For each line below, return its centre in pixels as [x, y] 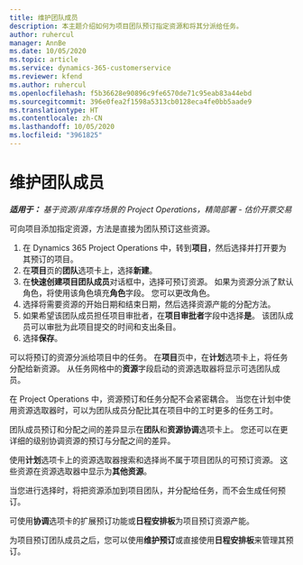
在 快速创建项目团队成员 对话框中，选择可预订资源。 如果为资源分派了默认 [158, 282]
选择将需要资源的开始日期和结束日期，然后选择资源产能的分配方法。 [149, 304]
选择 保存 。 [42, 338]
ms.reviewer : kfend [46, 77]
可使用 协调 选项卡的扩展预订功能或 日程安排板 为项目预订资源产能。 [132, 521]
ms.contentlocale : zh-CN [56, 118]
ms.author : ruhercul [48, 85]
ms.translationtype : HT [54, 110]
